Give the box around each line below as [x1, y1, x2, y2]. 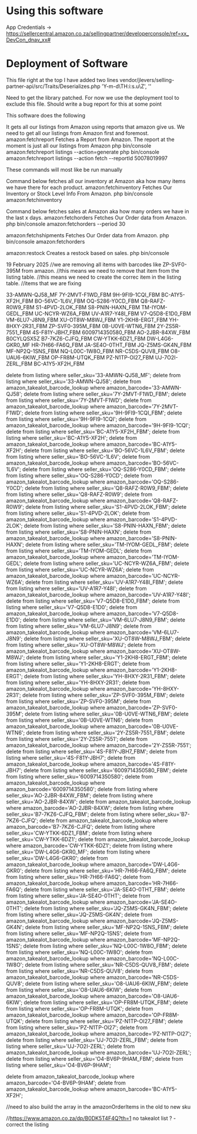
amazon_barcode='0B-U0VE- [106, 723, 179, 730]
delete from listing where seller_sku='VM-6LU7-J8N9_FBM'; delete [22, 616, 185, 623]
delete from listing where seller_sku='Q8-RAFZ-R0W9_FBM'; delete [25, 484, 188, 491]
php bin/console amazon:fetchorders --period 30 [6, 220, 126, 227]
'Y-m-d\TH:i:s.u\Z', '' [101, 83, 152, 90]
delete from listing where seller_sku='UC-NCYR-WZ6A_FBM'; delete [23, 560, 189, 567]
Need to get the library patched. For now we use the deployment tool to [6, 94, 179, 101]
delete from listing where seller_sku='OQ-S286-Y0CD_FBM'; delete [22, 465, 186, 473]
